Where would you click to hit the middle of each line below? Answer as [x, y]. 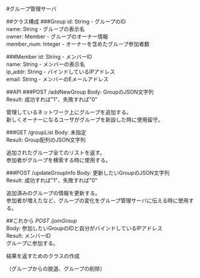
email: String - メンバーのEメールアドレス [57, 79]
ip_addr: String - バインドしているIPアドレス [61, 72]
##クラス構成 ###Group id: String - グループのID [66, 22]
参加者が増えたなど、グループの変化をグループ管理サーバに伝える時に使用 [98, 200]
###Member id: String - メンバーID [49, 57]
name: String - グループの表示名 [46, 29]
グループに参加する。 [32, 243]
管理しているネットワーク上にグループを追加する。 [69, 112]
